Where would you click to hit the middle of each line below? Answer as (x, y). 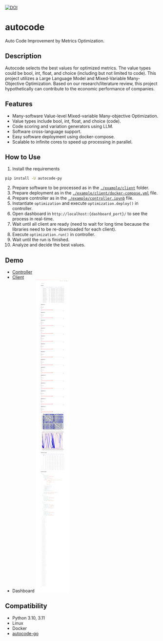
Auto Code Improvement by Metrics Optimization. (55, 41)
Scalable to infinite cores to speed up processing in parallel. (72, 142)
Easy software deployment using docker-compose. (63, 136)
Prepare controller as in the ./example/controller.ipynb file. (73, 198)
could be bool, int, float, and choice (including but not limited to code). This (81, 73)
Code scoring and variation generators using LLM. (63, 126)
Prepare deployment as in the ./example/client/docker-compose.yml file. (85, 193)
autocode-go (25, 633)
